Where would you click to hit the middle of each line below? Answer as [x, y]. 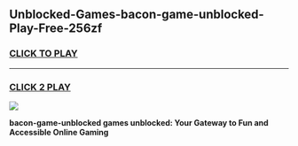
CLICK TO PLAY [43, 54]
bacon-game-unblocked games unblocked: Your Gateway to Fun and [139, 122]
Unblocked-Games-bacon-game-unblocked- [137, 15]
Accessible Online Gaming [59, 132]
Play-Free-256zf [56, 29]
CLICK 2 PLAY [40, 87]
